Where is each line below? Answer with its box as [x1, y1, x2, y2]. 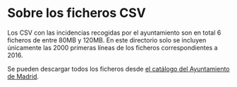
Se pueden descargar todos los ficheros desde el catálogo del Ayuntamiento [7, 64, 230, 73]
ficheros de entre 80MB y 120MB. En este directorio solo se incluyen [7, 35, 207, 44]
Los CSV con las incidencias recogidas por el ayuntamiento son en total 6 [7, 28, 221, 37]
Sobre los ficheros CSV [7, 5, 146, 21]
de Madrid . [7, 72, 39, 81]
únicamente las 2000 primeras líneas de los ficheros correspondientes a [7, 43, 218, 52]
